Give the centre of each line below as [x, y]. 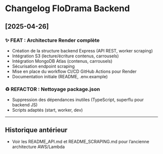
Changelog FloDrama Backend [67, 9]
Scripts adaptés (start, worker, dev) [48, 110]
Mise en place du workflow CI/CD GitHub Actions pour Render [74, 71]
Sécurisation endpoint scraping [43, 66]
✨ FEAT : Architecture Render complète [52, 40]
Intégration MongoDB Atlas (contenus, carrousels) [62, 61]
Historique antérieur [36, 130]
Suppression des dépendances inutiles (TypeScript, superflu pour [78, 100]
